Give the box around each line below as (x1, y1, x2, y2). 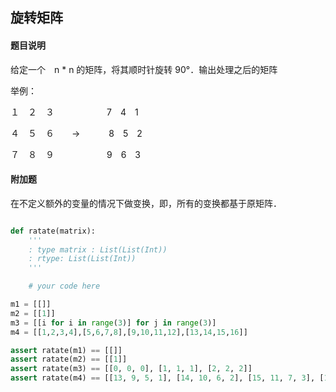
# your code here (28, 281, 101, 292)
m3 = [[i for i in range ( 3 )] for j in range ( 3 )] (10, 318, 217, 328)
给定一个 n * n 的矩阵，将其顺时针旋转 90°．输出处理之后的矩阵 (10, 63, 278, 75)
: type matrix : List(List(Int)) (28, 244, 168, 255)
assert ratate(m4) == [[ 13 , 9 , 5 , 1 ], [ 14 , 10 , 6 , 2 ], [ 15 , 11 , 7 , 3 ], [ (10, 373, 325, 383)
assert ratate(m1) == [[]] (10, 345, 123, 355)
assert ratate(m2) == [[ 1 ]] (10, 354, 128, 365)
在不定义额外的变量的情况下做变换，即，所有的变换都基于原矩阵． (10, 197, 282, 209)
